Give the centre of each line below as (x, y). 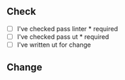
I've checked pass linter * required (67, 28)
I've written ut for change (54, 45)
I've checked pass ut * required (63, 36)
